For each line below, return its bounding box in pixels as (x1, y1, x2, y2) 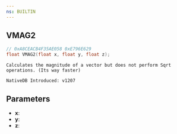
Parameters (6, 94, 50, 104)
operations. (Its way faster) (6, 67, 81, 74)
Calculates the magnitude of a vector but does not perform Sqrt (6, 63, 171, 68)
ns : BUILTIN (6, 8, 36, 15)
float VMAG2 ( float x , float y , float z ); (6, 51, 110, 58)
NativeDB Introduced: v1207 (6, 78, 76, 84)
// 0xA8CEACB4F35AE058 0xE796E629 (6, 46, 92, 52)
